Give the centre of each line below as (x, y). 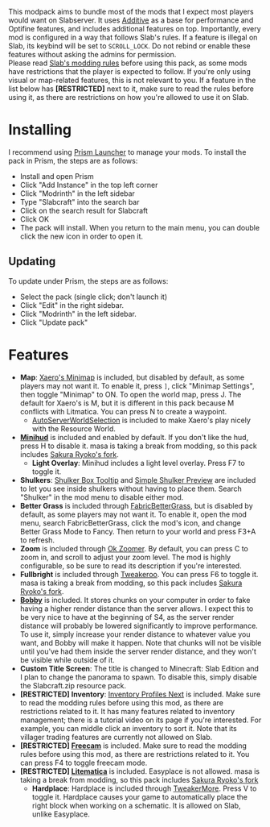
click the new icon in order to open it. (81, 236)
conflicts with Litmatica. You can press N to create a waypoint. (123, 411)
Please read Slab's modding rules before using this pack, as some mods (128, 63)
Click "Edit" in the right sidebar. (72, 305)
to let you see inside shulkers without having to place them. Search (131, 488)
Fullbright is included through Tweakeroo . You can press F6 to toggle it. (139, 574)
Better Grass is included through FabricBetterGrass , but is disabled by (136, 505)
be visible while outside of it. (67, 659)
